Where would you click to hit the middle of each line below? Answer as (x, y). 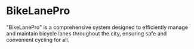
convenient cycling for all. (38, 40)
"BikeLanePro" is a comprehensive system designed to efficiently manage (97, 27)
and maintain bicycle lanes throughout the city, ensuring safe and (87, 33)
